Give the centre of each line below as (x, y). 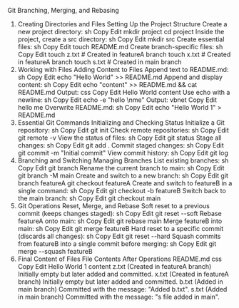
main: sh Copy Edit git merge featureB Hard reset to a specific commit (121, 229)
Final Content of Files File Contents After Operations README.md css (120, 259)
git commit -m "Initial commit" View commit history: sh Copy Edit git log (123, 153)
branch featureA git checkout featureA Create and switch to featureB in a (125, 183)
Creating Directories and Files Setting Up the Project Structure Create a (122, 24)
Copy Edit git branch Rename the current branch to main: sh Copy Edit (121, 168)
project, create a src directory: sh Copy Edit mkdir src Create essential (121, 39)
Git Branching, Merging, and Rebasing (63, 10)
